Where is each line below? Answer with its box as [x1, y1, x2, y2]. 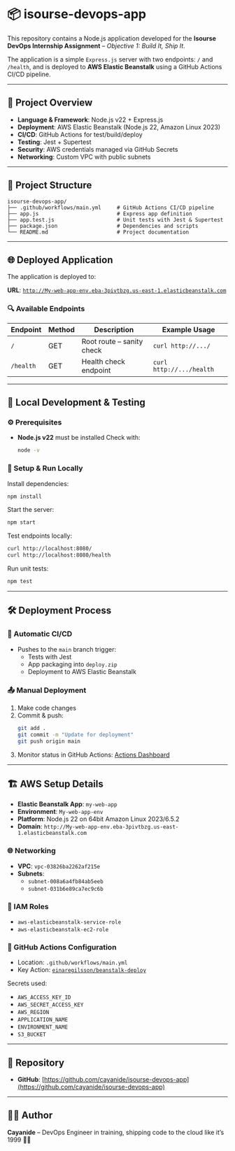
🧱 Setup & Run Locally [7, 464, 83, 473]
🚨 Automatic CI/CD [7, 629, 73, 639]
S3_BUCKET [17, 1031, 47, 1038]
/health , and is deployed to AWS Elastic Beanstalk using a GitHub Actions [7, 62, 222, 71]
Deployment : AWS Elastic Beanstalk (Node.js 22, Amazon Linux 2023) [17, 122, 221, 131]
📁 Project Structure [7, 180, 92, 192]
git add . [17, 724, 47, 731]
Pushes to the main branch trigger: [17, 645, 117, 653]
